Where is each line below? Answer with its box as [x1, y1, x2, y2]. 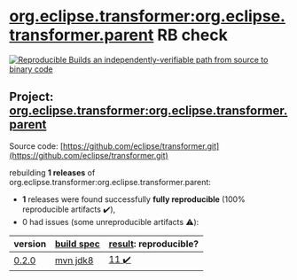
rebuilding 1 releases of [9, 167, 96, 178]
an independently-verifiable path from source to [92, 54, 269, 65]
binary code [9, 64, 53, 74]
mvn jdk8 [54, 254, 94, 267]
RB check [157, 25, 228, 45]
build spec [54, 237, 100, 250]
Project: [9, 89, 54, 105]
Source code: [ [9, 140, 64, 152]
